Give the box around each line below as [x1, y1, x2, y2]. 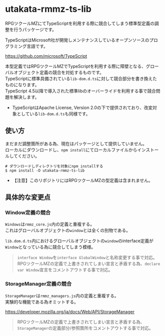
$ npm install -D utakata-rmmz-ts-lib [5, 168, 85, 173]
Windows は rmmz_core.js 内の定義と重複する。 [5, 221, 95, 227]
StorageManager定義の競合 [5, 280, 72, 287]
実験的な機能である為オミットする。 [5, 299, 79, 304]
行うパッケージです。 [13, 26, 57, 33]
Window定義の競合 [5, 209, 51, 216]
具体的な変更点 [5, 193, 51, 202]
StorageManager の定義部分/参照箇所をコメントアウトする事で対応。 [17, 325, 154, 331]
